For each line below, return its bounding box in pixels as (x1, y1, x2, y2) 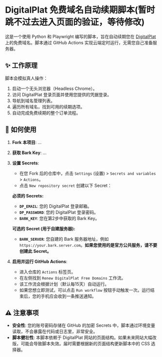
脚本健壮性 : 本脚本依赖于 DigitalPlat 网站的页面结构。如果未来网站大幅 (12, 335, 152, 340)
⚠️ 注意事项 (5, 308, 39, 317)
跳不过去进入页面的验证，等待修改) (5, 17, 145, 28)
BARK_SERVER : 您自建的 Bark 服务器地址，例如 (19, 236, 109, 242)
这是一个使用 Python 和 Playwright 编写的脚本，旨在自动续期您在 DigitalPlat (5, 34, 156, 39)
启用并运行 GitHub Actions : (12, 258, 68, 264)
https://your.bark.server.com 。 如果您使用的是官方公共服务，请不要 (19, 242, 158, 248)
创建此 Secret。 (19, 248, 52, 254)
